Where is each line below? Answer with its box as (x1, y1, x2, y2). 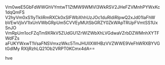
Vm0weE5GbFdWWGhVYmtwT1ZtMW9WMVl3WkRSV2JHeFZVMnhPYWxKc (5, 4, 160, 10)
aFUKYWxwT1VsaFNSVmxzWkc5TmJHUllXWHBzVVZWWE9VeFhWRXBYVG (5, 41, 160, 46)
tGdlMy (5, 46, 20, 51)
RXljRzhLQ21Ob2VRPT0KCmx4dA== (21, 46, 95, 51)
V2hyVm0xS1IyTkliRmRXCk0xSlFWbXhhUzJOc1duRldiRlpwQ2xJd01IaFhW (5, 15, 156, 20)
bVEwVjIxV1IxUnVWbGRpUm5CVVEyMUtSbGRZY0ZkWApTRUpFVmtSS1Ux (5, 20, 158, 25)
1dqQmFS (5, 9, 25, 15)
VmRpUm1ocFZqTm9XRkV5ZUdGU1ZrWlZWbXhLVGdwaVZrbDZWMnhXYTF (5, 30, 160, 36)
